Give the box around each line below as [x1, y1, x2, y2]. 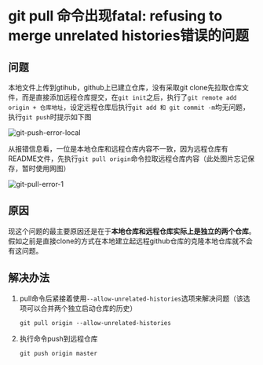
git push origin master [19, 349, 98, 357]
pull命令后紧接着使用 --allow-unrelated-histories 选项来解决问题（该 [19, 294, 243, 303]
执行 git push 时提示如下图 [8, 112, 92, 122]
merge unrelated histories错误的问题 [8, 27, 250, 45]
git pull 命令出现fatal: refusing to [8, 7, 223, 25]
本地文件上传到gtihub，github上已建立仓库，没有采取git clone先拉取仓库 [8, 83, 243, 92]
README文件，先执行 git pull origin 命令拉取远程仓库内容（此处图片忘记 [8, 154, 248, 163]
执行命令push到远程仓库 [19, 334, 98, 343]
